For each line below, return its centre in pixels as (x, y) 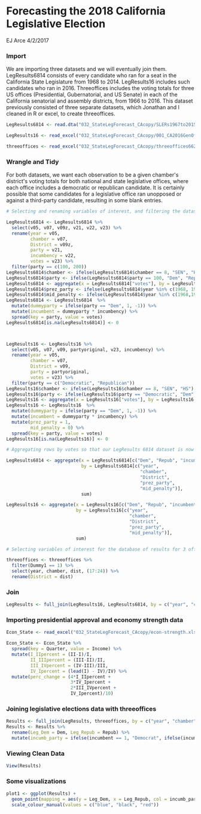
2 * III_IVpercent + (93, 688)
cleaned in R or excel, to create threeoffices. (61, 114)
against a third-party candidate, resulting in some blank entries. (85, 200)
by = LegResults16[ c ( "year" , (112, 511)
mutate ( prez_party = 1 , (41, 422)
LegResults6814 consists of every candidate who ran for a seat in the (92, 76)
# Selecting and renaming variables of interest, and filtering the (93, 211)
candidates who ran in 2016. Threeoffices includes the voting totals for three (100, 88)
